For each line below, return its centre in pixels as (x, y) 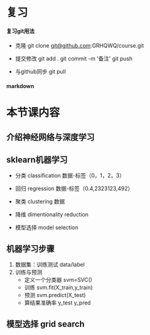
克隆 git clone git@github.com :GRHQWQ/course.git (80, 46)
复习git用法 (20, 31)
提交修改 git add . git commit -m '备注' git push (74, 59)
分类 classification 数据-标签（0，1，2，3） (70, 175)
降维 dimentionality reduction (52, 215)
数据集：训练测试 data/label (50, 265)
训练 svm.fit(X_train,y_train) (59, 287)
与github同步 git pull (40, 72)
